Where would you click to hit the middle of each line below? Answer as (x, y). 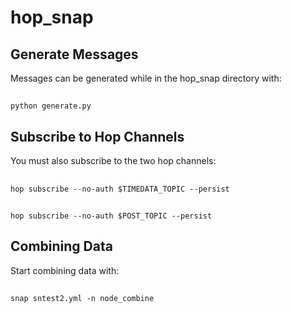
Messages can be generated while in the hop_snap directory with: (146, 78)
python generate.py (51, 106)
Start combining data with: (65, 270)
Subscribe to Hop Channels (97, 136)
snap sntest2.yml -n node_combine (82, 299)
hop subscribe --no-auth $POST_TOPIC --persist (111, 216)
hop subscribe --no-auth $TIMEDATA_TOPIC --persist (120, 189)
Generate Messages (74, 54)
